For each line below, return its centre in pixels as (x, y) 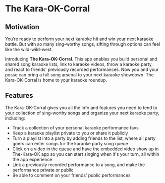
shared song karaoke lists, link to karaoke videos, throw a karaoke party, (79, 64)
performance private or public (43, 170)
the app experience (32, 159)
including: (15, 118)
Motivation (22, 27)
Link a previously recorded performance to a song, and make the (79, 165)
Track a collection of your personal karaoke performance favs (75, 127)
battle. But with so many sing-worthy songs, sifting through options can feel (82, 44)
